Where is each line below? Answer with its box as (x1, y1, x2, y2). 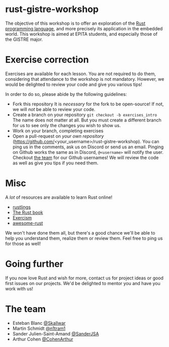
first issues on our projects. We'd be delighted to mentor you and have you (5, 280, 160, 286)
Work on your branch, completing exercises (12, 128, 103, 134)
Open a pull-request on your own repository (12, 133, 104, 139)
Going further (5, 258, 64, 269)
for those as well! (5, 241, 41, 247)
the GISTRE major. (5, 36, 43, 42)
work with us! (5, 285, 34, 292)
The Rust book (12, 209, 43, 215)
